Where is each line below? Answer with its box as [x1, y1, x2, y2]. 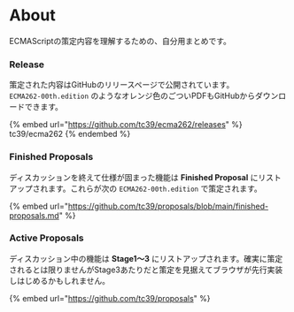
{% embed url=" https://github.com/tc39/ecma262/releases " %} [9, 119, 243, 130]
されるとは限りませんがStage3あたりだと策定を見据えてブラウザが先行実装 [9, 264, 283, 275]
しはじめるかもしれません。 [9, 275, 111, 285]
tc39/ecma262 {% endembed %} [9, 129, 131, 140]
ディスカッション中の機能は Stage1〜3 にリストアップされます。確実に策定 [9, 253, 283, 263]
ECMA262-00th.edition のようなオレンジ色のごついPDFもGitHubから [9, 90, 256, 102]
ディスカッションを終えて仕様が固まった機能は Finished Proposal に [9, 171, 259, 182]
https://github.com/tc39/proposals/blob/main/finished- [67, 201, 268, 211]
